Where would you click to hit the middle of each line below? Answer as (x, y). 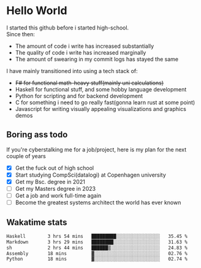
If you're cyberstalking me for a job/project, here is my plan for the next (97, 149)
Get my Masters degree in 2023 (55, 188)
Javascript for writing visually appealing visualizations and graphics (101, 109)
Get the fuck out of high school (54, 168)
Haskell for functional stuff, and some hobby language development (101, 89)
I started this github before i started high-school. (68, 28)
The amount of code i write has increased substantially (85, 46)
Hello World (37, 11)
